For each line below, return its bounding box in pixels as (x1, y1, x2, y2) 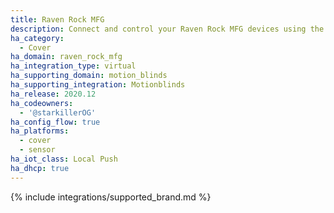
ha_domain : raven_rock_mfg (10, 52, 123, 62)
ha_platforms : (10, 126, 70, 136)
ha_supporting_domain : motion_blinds (10, 71, 168, 81)
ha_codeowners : (10, 98, 74, 108)
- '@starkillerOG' (19, 107, 97, 118)
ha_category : (10, 33, 65, 43)
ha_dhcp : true (10, 163, 70, 173)
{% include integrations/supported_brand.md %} (10, 191, 212, 203)
